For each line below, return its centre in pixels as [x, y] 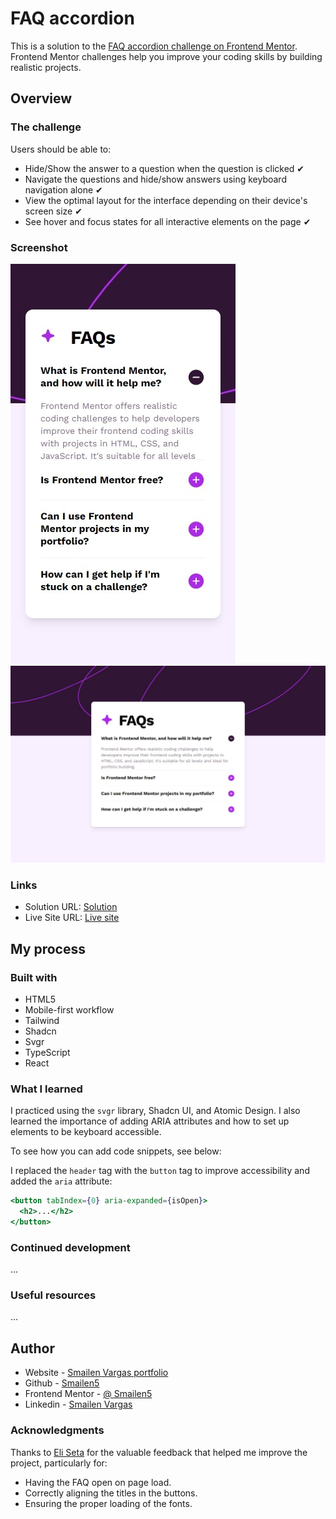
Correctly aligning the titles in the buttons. [111, 1493]
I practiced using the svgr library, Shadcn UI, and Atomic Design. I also [155, 1111]
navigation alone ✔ [63, 189]
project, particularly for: [59, 1463]
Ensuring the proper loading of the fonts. [108, 1503]
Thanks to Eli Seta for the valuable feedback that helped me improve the [159, 1452]
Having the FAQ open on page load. [98, 1482]
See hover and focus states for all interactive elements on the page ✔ [168, 221]
